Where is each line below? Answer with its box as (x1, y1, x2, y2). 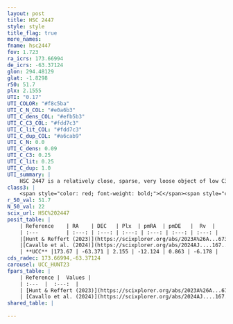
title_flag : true (7, 29, 58, 37)
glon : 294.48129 (7, 68, 54, 75)
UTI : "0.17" (7, 94, 42, 101)
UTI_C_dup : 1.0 (7, 164, 51, 172)
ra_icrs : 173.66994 (7, 55, 64, 62)
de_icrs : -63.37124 (7, 62, 64, 69)
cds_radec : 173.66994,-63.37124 (7, 255, 101, 262)
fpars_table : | (7, 267, 51, 274)
